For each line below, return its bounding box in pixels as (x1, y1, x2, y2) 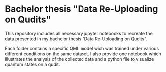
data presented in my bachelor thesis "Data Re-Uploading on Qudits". (5, 36, 148, 42)
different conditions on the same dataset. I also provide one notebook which (5, 51, 162, 57)
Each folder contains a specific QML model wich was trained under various (5, 45, 159, 51)
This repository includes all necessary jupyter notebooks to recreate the (5, 30, 153, 36)
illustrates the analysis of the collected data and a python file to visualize (5, 56, 154, 62)
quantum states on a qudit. (5, 61, 60, 67)
